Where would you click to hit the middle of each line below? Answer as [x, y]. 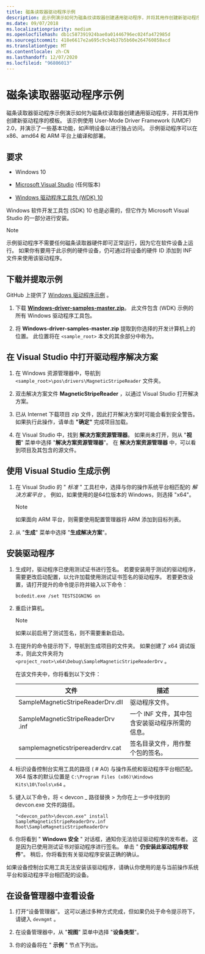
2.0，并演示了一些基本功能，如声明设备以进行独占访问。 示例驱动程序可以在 [102, 128]
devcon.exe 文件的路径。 [46, 805]
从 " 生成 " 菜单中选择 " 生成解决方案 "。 [63, 532]
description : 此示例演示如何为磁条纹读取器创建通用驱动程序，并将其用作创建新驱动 [99, 18]
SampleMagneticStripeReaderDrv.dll [70, 702]
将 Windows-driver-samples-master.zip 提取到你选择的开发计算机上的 [105, 329]
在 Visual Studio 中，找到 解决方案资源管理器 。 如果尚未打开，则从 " [101, 435]
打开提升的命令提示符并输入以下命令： [80, 584]
